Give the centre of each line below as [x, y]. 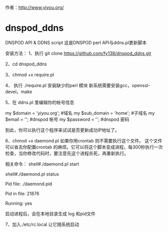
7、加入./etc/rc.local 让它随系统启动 [42, 224]
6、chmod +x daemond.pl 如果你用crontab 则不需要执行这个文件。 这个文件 [84, 140]
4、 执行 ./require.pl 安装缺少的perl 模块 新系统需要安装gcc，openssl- [78, 85]
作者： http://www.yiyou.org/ [35, 7]
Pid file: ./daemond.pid [29, 184]
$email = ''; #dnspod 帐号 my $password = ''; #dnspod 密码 [67, 119]
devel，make [19, 92]
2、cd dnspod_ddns [26, 64]
